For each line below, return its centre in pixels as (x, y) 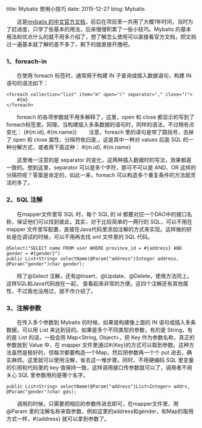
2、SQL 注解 (24, 200)
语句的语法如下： (27, 83)
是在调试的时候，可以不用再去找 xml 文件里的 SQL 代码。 (82, 236)
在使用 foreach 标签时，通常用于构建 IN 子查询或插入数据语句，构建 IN (104, 76)
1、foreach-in (27, 61)
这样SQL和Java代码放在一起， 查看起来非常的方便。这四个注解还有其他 (95, 283)
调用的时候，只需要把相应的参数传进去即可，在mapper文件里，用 (98, 403)
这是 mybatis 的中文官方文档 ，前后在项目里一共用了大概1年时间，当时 (103, 22)
